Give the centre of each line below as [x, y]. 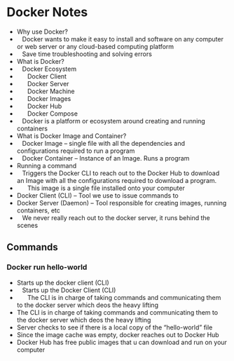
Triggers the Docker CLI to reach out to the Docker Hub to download [121, 173]
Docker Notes [47, 12]
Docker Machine [51, 91]
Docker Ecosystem [49, 69]
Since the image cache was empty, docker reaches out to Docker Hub [118, 334]
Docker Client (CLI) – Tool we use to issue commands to [98, 195]
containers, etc [39, 210]
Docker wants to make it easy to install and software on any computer [123, 39]
